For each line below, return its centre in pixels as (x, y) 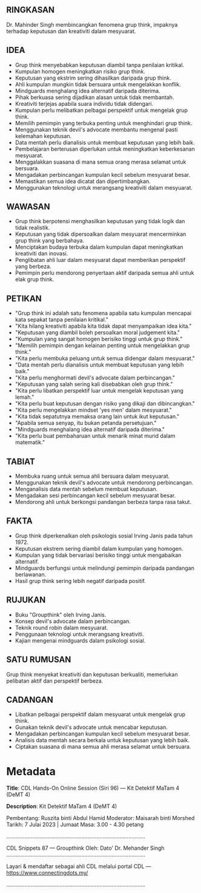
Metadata (31, 771)
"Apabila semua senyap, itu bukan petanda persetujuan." (86, 423)
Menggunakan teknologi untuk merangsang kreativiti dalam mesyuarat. (104, 187)
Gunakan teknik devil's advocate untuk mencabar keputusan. (91, 727)
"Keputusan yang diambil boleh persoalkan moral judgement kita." (97, 333)
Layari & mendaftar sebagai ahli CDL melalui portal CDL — (79, 866)
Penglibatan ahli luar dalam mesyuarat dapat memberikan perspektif (100, 260)
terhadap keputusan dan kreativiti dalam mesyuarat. (71, 31)
